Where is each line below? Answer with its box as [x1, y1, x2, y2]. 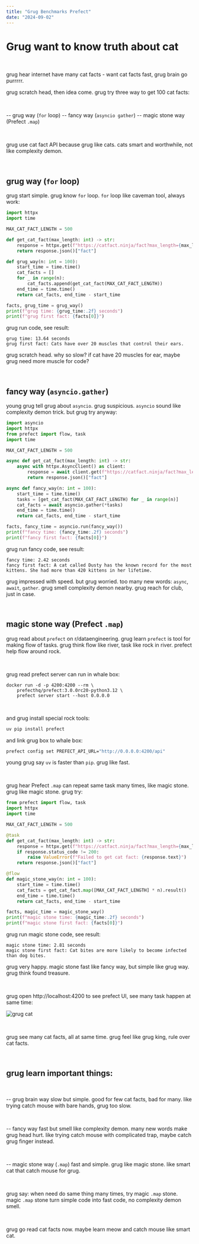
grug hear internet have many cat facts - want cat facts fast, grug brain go [6, 71, 188, 78]
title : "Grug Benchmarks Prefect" [6, 8, 92, 15]
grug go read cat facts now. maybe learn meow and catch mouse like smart [6, 1226, 191, 1233]
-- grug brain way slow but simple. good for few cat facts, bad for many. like [6, 1095, 192, 1103]
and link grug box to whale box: [6, 736, 83, 744]
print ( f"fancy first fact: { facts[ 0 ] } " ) [6, 534, 108, 541]
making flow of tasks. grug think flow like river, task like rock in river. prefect [6, 641, 192, 648]
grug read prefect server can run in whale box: [6, 670, 120, 678]
